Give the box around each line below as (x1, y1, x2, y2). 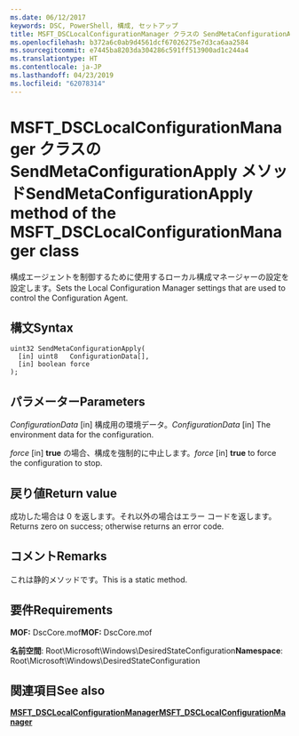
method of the (10, 203, 116, 223)
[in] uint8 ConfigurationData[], (18, 352, 150, 361)
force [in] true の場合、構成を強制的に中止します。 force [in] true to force (10, 448, 277, 459)
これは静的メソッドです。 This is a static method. (10, 574, 188, 585)
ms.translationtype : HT (10, 54, 98, 63)
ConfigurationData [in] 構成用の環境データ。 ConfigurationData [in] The (10, 420, 271, 430)
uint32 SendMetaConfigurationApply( (10, 344, 146, 354)
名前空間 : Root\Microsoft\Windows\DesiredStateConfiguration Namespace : (10, 645, 283, 656)
